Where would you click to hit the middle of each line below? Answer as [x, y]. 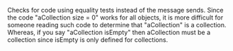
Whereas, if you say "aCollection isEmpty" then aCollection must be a [109, 32]
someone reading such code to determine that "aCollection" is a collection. [117, 25]
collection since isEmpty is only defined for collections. [88, 40]
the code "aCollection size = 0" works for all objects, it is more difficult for [115, 17]
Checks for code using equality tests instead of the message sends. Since [115, 10]
